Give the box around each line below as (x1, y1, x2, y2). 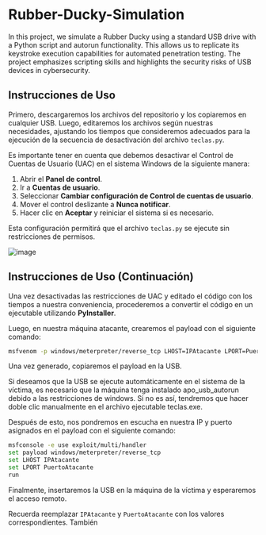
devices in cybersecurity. (8, 65, 91, 75)
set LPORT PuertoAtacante (8, 464, 93, 471)
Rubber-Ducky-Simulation (8, 6, 184, 24)
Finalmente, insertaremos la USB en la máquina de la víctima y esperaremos (8, 485, 256, 495)
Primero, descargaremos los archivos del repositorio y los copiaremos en (8, 110, 247, 119)
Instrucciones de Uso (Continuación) (8, 270, 194, 283)
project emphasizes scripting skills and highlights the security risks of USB (8, 57, 252, 67)
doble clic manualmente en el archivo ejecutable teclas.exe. (8, 402, 203, 412)
